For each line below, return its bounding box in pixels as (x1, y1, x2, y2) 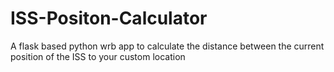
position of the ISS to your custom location (10, 50, 186, 62)
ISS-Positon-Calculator (10, 7, 208, 30)
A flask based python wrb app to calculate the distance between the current (10, 40, 325, 52)
